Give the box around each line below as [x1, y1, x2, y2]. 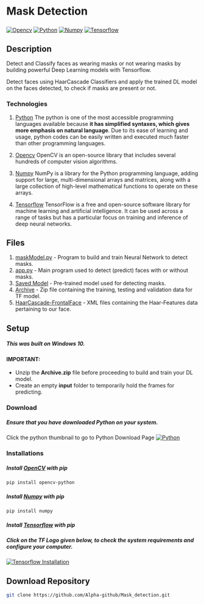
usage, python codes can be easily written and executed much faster [15, 133, 189, 141]
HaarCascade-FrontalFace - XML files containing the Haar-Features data [15, 299, 198, 307]
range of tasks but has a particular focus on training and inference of [15, 213, 189, 221]
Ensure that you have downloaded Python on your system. [6, 418, 158, 426]
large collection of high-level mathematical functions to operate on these [15, 182, 198, 190]
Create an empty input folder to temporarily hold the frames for [15, 382, 175, 389]
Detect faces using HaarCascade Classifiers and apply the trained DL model [6, 78, 197, 86]
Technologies [6, 100, 47, 108]
